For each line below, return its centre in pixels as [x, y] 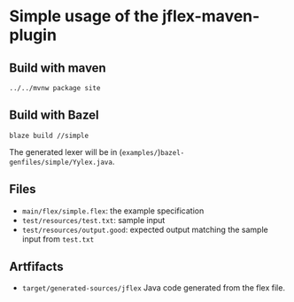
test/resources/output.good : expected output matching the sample [145, 229]
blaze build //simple [49, 136]
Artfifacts [36, 267]
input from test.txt [58, 239]
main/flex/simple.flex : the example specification [113, 211]
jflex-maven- [211, 16]
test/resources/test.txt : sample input [93, 220]
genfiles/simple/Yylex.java [61, 162]
